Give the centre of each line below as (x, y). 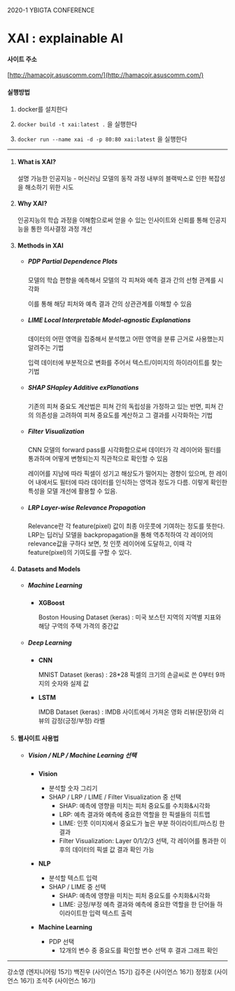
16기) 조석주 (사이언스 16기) (58, 980)
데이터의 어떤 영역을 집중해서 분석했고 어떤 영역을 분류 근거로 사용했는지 (126, 339)
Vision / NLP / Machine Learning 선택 (82, 755)
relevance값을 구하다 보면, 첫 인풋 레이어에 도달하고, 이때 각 (110, 544)
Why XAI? (32, 203)
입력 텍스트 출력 (111, 913)
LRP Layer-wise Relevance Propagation (87, 508)
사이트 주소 (22, 59)
